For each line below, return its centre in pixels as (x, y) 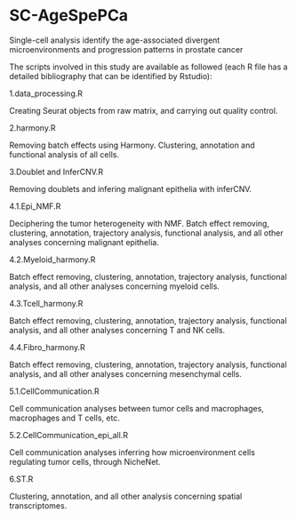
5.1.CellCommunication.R (54, 391)
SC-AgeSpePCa (69, 16)
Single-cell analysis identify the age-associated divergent (115, 40)
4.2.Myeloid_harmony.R (52, 260)
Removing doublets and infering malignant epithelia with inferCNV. (131, 188)
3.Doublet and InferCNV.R (56, 172)
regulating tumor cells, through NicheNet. (85, 461)
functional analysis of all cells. (64, 154)
